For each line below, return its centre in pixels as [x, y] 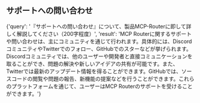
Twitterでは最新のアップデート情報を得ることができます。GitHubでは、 [94, 71]
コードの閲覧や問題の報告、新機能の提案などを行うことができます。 [95, 78]
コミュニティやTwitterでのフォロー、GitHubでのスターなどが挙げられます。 [99, 49]
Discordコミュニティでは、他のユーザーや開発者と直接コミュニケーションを [99, 56]
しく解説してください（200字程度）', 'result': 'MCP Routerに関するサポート [99, 34]
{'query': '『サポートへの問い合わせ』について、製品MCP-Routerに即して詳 [99, 26]
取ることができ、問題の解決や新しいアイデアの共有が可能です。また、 [92, 63]
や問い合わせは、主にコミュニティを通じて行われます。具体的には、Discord [99, 41]
